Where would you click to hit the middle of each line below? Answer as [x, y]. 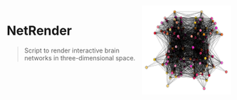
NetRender [39, 31]
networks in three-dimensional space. [80, 57]
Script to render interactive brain [72, 50]
